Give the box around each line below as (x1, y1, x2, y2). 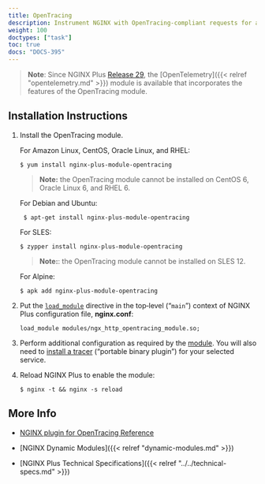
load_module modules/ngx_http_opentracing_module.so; (19, 324, 200, 332)
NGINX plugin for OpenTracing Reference (19, 427, 155, 437)
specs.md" (19, 467, 55, 476)
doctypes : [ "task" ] (8, 33, 73, 42)
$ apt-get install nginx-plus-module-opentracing (23, 214, 190, 222)
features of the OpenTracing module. (27, 87, 147, 95)
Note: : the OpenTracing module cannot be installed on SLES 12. (39, 256, 246, 266)
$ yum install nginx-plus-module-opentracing (19, 161, 172, 169)
